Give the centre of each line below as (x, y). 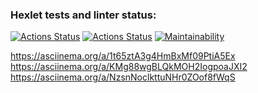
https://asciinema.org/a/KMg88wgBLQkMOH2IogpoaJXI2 (129, 67)
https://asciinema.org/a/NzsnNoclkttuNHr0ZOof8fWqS (123, 77)
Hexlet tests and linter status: (83, 15)
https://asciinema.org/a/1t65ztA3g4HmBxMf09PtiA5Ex (123, 56)
